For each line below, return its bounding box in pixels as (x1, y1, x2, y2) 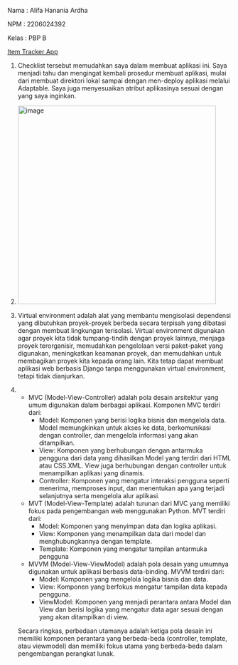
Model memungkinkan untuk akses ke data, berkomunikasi (38, 423, 211, 432)
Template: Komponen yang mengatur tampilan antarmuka (38, 545, 207, 553)
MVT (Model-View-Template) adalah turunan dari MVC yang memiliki (28, 499, 230, 507)
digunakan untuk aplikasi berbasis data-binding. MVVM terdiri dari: (28, 567, 225, 576)
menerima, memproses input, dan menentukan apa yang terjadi (38, 484, 225, 493)
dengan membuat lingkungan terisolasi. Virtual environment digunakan (17, 326, 225, 334)
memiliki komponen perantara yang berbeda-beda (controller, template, (17, 634, 227, 642)
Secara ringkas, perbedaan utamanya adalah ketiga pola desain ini (17, 627, 213, 635)
